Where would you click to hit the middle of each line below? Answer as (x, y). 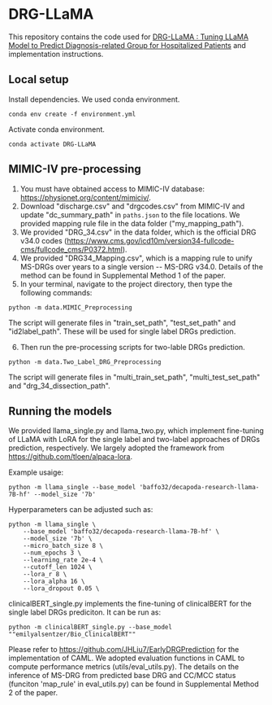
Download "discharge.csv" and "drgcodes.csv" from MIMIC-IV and (132, 206)
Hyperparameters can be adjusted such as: (81, 510)
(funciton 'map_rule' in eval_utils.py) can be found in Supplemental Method (134, 684)
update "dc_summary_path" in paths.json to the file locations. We (130, 215)
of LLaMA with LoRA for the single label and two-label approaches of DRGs (134, 440)
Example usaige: (36, 472)
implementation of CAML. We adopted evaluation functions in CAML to (127, 658)
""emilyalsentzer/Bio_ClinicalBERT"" (72, 635)
